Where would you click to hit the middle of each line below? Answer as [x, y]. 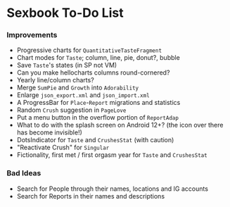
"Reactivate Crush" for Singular [63, 148]
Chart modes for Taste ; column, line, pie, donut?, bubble [98, 58]
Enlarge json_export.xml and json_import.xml [83, 95]
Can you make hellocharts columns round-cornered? [93, 73]
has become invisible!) [49, 132]
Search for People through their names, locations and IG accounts [113, 189]
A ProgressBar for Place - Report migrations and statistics [98, 103]
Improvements [32, 35]
